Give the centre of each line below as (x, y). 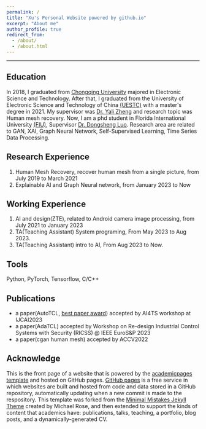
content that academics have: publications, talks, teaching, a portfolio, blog (101, 412)
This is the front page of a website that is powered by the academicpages (99, 373)
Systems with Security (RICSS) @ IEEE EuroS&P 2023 (83, 333)
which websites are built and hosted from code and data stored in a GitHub (101, 386)
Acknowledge (33, 359)
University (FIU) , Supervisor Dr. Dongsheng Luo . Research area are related (101, 124)
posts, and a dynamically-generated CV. (57, 419)
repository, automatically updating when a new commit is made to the (94, 393)
